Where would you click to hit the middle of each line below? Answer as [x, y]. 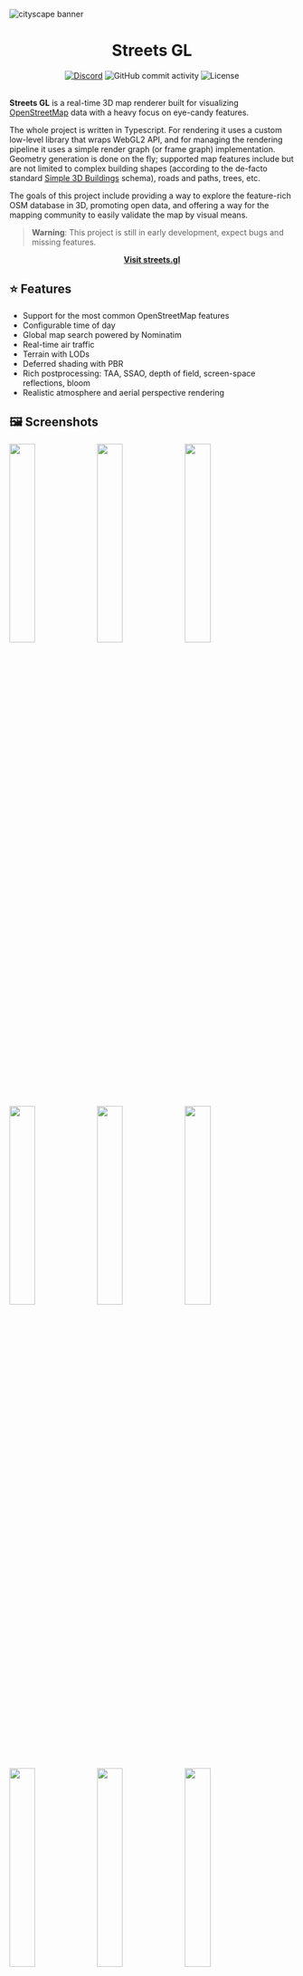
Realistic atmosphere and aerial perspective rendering [123, 392]
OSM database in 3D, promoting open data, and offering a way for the [139, 205]
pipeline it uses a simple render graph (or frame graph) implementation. [142, 149]
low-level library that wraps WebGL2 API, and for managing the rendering [146, 139]
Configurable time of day [69, 325]
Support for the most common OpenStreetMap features [126, 315]
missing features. [64, 242]
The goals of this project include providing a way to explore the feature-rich [150, 196]
